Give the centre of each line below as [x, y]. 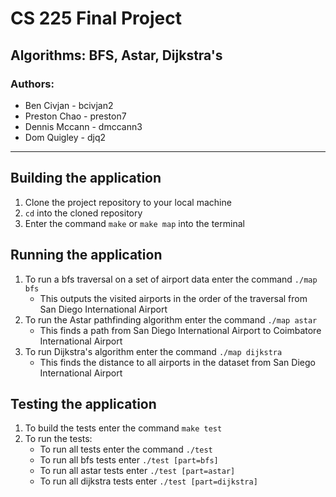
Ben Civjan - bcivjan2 [69, 105]
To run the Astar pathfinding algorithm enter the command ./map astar [171, 319]
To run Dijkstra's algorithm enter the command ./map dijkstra [153, 351]
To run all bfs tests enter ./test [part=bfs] [129, 460]
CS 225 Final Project [96, 18]
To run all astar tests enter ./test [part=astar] [137, 471]
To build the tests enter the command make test [123, 428]
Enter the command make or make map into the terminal [134, 223]
